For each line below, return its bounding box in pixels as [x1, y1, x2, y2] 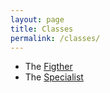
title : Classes [10, 24, 74, 34]
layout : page [10, 14, 65, 25]
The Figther [24, 61, 73, 73]
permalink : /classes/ [10, 33, 101, 43]
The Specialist [24, 71, 84, 83]
